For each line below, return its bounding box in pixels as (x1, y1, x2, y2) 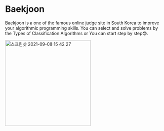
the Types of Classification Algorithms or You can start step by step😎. (5, 30, 149, 36)
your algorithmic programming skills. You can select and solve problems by (5, 25, 158, 31)
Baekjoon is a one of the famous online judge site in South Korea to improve (5, 20, 160, 26)
